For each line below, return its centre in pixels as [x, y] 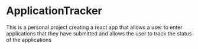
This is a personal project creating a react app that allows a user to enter [95, 27]
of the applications [29, 40]
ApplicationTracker [54, 11]
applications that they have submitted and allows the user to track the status [99, 33]
